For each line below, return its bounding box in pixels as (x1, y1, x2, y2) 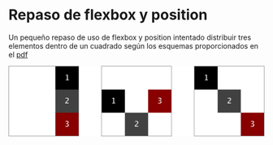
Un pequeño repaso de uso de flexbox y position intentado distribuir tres (8, 32, 252, 42)
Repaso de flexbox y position (8, 6, 208, 24)
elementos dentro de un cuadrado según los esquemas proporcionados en (8, 41, 258, 50)
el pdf (8, 49, 28, 59)
